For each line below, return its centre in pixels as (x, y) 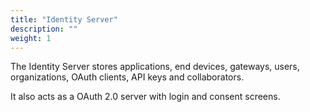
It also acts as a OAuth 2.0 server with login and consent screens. (145, 97)
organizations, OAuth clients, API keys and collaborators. (127, 77)
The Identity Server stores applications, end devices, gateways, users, (155, 67)
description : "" (44, 29)
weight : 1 (31, 38)
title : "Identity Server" (64, 19)
